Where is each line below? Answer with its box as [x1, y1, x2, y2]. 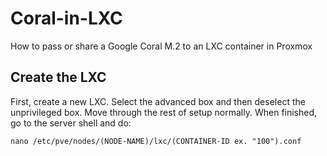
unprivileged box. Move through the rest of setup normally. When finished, [10, 106, 318, 118]
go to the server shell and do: [10, 117, 132, 129]
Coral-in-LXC [10, 7, 123, 30]
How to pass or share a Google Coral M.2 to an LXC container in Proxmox [10, 40, 313, 52]
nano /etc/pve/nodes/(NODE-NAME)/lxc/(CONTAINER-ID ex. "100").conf [10, 136, 302, 146]
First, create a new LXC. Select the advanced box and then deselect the [10, 95, 306, 107]
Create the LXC [10, 69, 107, 86]
